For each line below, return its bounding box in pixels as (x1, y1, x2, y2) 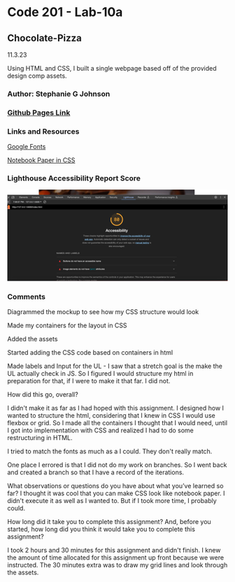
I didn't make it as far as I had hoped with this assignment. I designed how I (7, 404, 225, 413)
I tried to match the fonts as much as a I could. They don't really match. (7, 447, 213, 455)
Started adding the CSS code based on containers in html (7, 348, 173, 357)
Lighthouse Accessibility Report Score (7, 173, 141, 183)
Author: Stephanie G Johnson (7, 89, 111, 99)
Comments (7, 292, 45, 301)
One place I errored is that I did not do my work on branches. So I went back (7, 461, 227, 469)
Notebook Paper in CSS (7, 156, 76, 164)
